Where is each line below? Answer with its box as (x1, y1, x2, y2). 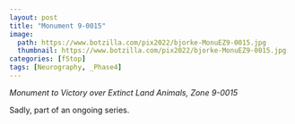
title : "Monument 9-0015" (9, 21, 106, 30)
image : (9, 29, 34, 38)
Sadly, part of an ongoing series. (9, 104, 130, 115)
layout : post (9, 12, 58, 22)
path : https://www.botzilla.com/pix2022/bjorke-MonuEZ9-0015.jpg (17, 37, 267, 47)
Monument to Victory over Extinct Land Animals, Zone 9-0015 (9, 87, 239, 98)
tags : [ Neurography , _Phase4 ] (9, 63, 123, 72)
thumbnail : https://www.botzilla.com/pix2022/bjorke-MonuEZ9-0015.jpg (17, 46, 287, 55)
